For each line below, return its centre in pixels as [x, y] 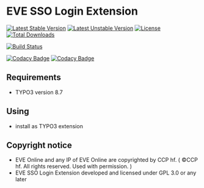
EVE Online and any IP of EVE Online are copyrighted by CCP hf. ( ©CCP [107, 160]
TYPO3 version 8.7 [39, 92]
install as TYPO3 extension [49, 126]
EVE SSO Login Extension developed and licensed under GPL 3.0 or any [106, 173]
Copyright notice [39, 145]
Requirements [34, 78]
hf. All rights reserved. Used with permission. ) [74, 167]
